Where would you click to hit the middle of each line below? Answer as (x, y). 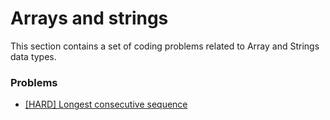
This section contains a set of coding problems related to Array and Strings (165, 46)
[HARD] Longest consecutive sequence (106, 104)
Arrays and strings (89, 18)
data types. (33, 56)
